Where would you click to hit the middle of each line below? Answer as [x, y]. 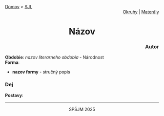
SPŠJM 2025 [82, 109]
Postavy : [14, 95]
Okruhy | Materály [141, 12]
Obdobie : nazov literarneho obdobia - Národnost [54, 58]
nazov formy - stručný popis [41, 72]
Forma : [12, 62]
